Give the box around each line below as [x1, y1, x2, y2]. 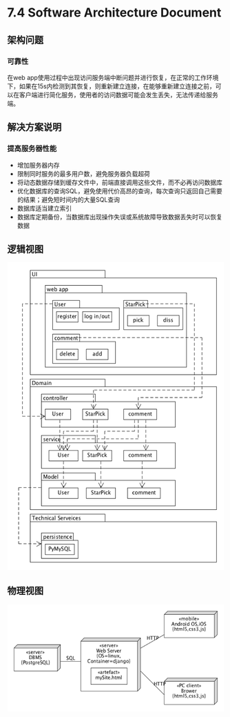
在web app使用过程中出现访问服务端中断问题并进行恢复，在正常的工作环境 [7, 73, 219, 81]
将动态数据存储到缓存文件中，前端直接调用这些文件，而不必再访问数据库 [17, 178, 222, 186]
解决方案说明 [7, 121, 62, 133]
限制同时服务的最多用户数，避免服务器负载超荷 [17, 169, 150, 177]
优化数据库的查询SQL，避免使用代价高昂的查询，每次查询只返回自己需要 [17, 186, 222, 195]
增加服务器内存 [17, 161, 60, 169]
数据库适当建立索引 [17, 204, 72, 212]
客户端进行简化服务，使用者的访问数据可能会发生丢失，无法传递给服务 [19, 90, 218, 99]
